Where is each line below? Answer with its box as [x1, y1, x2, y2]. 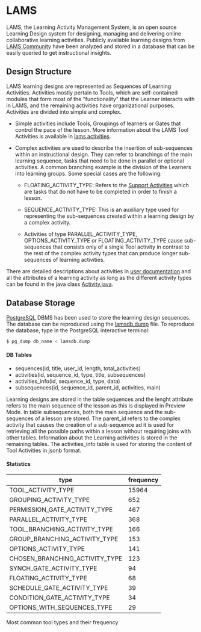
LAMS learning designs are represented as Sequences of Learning [6, 82, 172, 90]
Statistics [6, 460, 31, 468]
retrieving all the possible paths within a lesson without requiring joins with [6, 427, 191, 435]
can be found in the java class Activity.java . [6, 280, 114, 288]
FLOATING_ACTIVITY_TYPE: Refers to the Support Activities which [23, 181, 190, 188]
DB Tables [6, 352, 32, 359]
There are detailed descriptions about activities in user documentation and [6, 267, 191, 274]
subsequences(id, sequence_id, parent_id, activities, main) [14, 383, 161, 391]
